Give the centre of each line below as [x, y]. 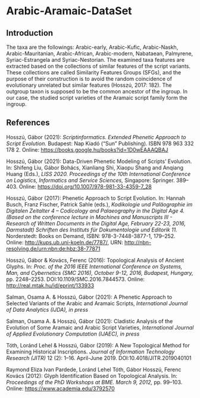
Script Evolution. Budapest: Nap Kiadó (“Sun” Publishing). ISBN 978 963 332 [100, 143]
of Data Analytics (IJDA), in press [47, 309]
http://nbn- [138, 242]
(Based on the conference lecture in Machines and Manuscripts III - [89, 217]
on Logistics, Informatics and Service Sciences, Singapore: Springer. [90, 180]
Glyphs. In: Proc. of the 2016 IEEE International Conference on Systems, [94, 267]
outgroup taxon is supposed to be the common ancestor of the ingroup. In [97, 91]
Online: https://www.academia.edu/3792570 [60, 388]
